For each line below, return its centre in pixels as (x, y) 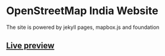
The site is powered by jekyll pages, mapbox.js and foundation (83, 27)
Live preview (30, 46)
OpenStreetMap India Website (82, 11)
